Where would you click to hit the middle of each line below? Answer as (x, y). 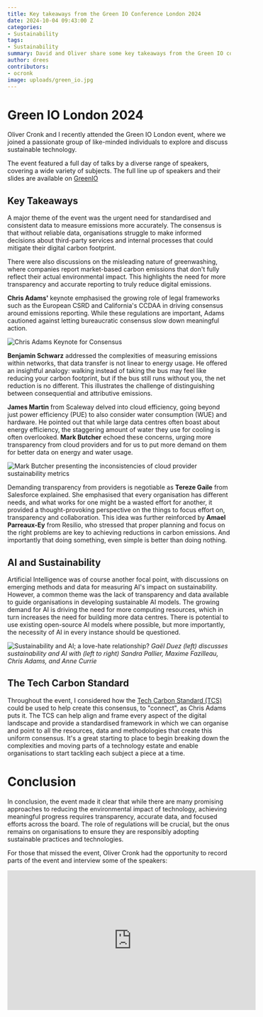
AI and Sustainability (54, 562)
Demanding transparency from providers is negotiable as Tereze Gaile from (118, 487)
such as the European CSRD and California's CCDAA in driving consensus (115, 306)
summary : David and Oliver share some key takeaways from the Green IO (115, 54)
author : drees (28, 60)
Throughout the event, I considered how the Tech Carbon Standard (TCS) (114, 700)
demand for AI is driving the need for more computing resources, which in (115, 609)
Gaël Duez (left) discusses (190, 645)
